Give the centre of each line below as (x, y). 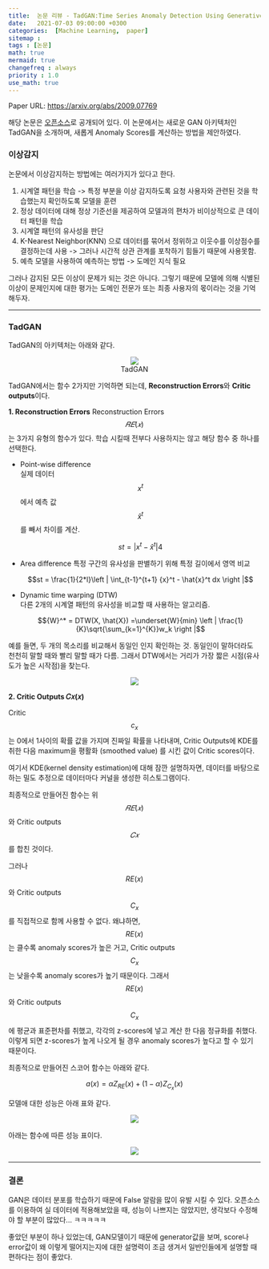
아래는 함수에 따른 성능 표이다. (55, 1135)
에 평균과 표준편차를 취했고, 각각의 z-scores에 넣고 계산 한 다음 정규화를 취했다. (133, 1031)
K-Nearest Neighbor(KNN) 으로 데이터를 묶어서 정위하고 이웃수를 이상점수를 (140, 240)
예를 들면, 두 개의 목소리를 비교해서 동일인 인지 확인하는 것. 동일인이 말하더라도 (131, 646)
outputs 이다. (29, 396)
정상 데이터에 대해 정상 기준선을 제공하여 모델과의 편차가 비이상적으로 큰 (132, 211)
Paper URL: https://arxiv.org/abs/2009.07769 (83, 106)
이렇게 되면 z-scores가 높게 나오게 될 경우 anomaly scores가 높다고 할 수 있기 (131, 1041)
